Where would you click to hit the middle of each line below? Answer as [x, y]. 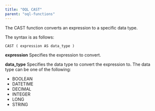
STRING [20, 104]
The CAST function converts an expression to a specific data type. [71, 28]
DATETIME [23, 84]
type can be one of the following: [38, 69]
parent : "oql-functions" [30, 14]
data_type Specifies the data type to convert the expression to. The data [78, 64]
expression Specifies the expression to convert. [53, 55]
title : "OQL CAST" [23, 9]
